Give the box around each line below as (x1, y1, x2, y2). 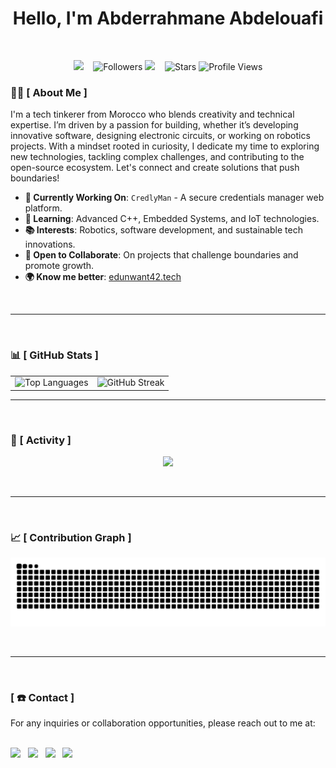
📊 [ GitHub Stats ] (10, 348, 100, 362)
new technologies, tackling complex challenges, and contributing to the (10, 151, 305, 163)
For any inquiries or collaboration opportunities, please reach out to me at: (10, 717, 316, 729)
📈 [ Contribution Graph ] (10, 531, 132, 544)
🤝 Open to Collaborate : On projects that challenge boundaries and (24, 249, 299, 261)
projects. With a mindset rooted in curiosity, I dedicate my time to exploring (10, 140, 320, 152)
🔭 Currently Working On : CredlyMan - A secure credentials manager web (24, 192, 325, 204)
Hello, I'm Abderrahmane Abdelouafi (12, 7, 324, 30)
